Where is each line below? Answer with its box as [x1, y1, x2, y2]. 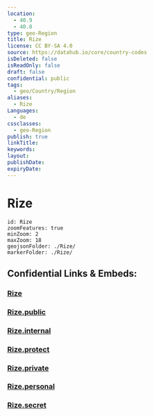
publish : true [7, 133, 49, 140]
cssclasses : [7, 120, 42, 127]
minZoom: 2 [7, 230, 39, 237]
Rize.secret [7, 401, 46, 410]
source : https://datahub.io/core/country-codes [7, 49, 148, 56]
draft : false [7, 68, 45, 75]
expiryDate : [7, 165, 42, 173]
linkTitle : [7, 140, 39, 147]
